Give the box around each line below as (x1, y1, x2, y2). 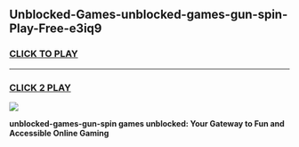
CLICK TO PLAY (9, 48, 78, 61)
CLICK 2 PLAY (9, 81, 71, 94)
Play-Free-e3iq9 (9, 21, 102, 37)
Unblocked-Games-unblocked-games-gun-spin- (9, 7, 288, 22)
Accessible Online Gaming (9, 127, 109, 138)
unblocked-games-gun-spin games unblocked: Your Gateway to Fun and (9, 118, 285, 128)
